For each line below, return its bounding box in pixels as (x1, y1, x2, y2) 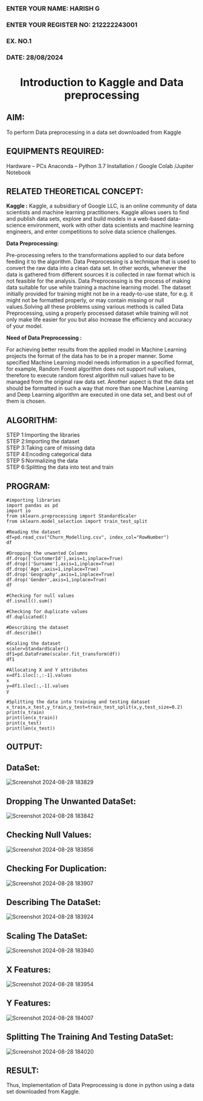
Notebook (6, 169, 32, 176)
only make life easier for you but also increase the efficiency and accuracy (6, 316, 192, 323)
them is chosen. (6, 397, 47, 405)
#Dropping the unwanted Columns (6, 550, 88, 556)
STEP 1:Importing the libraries (6, 431, 81, 439)
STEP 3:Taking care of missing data (6, 444, 95, 451)
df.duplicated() (6, 614, 47, 620)
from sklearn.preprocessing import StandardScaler (6, 513, 137, 519)
